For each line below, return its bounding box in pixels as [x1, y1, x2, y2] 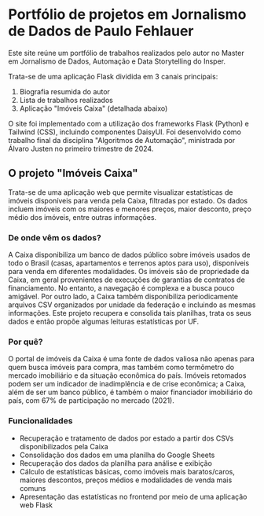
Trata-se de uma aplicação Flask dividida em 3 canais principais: [8, 71, 218, 81]
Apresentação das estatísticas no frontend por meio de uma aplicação [19, 492, 247, 501]
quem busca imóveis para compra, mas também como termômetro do [8, 363, 234, 372]
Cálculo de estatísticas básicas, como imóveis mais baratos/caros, [19, 467, 236, 476]
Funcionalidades [8, 415, 73, 426]
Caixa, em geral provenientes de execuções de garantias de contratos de [8, 275, 245, 284]
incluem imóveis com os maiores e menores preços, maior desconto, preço [8, 204, 251, 214]
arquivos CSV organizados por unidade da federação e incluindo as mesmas [8, 300, 256, 309]
